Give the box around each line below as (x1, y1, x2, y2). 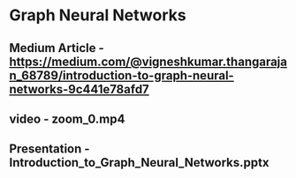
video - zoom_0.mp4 (9, 111, 125, 126)
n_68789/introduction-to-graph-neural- (9, 68, 234, 83)
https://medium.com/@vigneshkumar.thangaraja (9, 54, 288, 69)
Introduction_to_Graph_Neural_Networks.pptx (9, 155, 269, 170)
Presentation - (9, 142, 90, 157)
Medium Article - (9, 41, 104, 56)
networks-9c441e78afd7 (9, 81, 150, 97)
